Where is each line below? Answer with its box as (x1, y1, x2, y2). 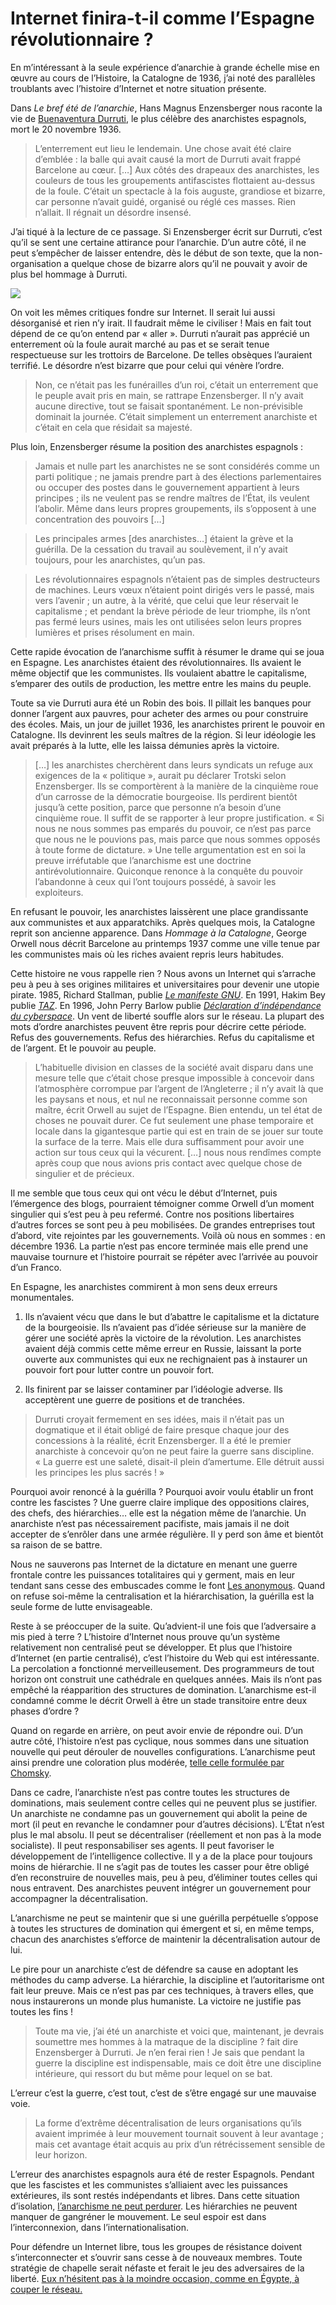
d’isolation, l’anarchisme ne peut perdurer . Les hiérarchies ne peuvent (10, 2200, 298, 2212)
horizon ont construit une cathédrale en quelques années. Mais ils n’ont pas (10, 1673, 323, 1685)
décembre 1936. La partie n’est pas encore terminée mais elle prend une (10, 1240, 309, 1252)
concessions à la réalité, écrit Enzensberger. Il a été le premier (34, 1434, 292, 1446)
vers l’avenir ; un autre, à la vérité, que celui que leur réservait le (34, 594, 299, 606)
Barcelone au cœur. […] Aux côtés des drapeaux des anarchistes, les (34, 163, 320, 176)
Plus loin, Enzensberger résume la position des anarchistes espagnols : (10, 440, 304, 452)
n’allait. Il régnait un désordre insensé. (34, 206, 192, 218)
